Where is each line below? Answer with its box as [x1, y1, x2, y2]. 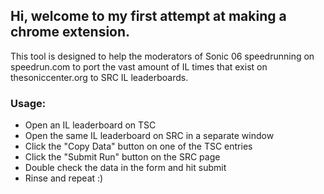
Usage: [10, 96, 47, 110]
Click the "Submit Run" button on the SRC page [24, 151, 221, 163]
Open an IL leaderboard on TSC [24, 119, 157, 131]
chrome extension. [10, 24, 131, 41]
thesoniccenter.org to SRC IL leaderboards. [10, 71, 189, 83]
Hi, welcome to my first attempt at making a [10, 8, 287, 25]
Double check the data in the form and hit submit [24, 162, 227, 174]
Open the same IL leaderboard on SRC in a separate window [24, 130, 275, 142]
